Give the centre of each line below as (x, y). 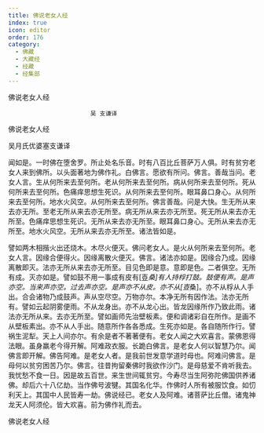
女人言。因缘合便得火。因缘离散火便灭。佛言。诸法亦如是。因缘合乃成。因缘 (132, 257)
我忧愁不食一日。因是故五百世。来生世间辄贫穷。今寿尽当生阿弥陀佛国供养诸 (132, 375)
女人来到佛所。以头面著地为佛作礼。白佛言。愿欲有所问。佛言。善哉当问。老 (132, 172)
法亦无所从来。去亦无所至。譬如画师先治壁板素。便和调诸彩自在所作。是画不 (132, 316)
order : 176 (26, 37)
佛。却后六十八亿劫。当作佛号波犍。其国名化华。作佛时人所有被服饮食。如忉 (132, 384)
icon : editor (29, 30)
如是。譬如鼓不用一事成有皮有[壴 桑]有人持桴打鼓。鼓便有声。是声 (148, 277)
